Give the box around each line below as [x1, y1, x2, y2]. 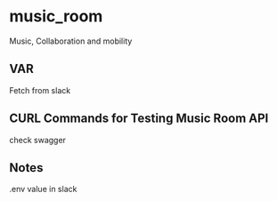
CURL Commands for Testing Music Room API [9, 111, 269, 126]
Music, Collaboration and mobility [9, 36, 133, 46]
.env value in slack [9, 184, 77, 195]
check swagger [9, 134, 67, 145]
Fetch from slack [9, 84, 71, 95]
